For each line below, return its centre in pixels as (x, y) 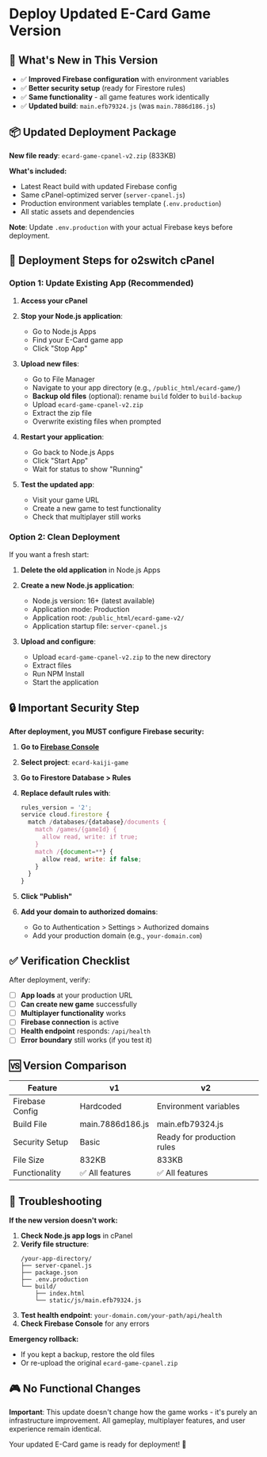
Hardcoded (101, 1106)
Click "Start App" (60, 460)
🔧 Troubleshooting (55, 1201)
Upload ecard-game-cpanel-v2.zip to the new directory (122, 657)
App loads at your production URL (76, 995)
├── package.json (49, 1273)
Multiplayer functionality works (73, 1013)
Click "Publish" (46, 897)
